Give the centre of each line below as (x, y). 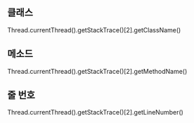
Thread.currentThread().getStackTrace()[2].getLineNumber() (96, 112)
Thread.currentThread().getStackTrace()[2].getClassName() (94, 30)
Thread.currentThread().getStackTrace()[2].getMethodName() (97, 71)
